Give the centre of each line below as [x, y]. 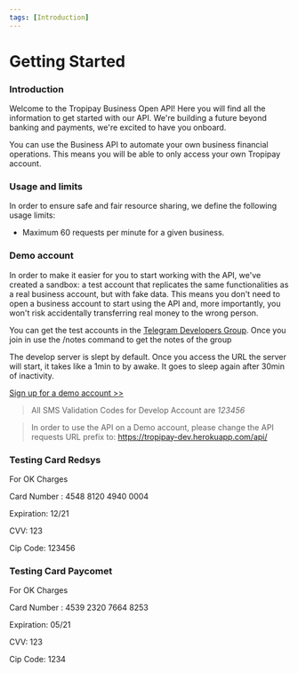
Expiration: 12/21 [39, 513]
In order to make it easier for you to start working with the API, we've [135, 275]
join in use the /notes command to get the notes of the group [121, 340]
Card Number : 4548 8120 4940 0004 [79, 496]
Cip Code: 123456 [42, 548]
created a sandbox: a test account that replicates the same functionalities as [149, 284]
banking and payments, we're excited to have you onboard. [118, 128]
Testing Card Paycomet [61, 571]
